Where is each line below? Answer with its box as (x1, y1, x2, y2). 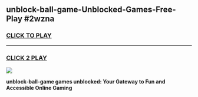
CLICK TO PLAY (6, 32, 52, 40)
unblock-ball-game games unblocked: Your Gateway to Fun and (6, 78, 166, 85)
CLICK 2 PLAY (6, 53, 47, 62)
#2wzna (24, 14, 55, 24)
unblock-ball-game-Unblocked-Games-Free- (6, 5, 176, 15)
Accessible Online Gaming (6, 84, 72, 91)
